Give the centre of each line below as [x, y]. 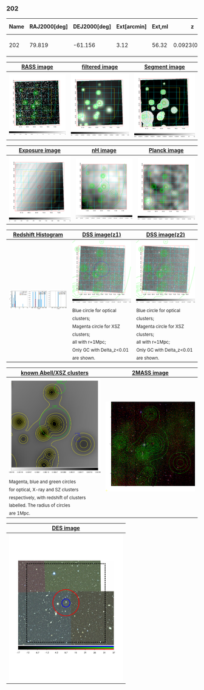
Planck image [166, 151]
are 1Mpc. [19, 514]
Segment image [165, 67]
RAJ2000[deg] [49, 27]
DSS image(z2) [165, 234]
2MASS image [150, 372]
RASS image [37, 67]
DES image [66, 528]
